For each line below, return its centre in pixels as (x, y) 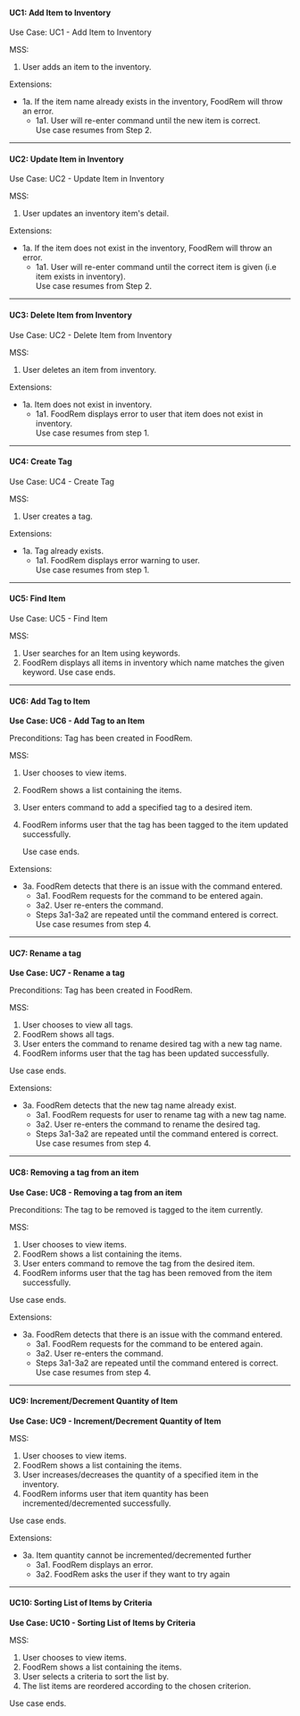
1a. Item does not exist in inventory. (87, 404)
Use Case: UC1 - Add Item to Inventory (80, 32)
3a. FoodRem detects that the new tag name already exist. (129, 1105)
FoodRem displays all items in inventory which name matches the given (153, 663)
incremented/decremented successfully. (96, 1503)
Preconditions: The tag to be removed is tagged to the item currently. (136, 1209)
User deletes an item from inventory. (89, 369)
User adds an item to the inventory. (87, 67)
